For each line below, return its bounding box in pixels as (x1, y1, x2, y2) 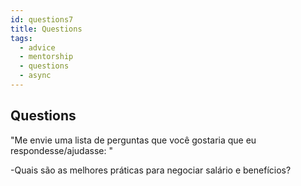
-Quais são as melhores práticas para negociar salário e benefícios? (10, 164, 292, 176)
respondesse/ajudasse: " (10, 144, 113, 156)
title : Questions (10, 24, 83, 34)
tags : (10, 33, 33, 43)
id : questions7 (10, 14, 74, 25)
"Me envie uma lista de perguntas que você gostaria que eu (10, 134, 257, 146)
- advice (19, 42, 56, 53)
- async (19, 71, 52, 81)
